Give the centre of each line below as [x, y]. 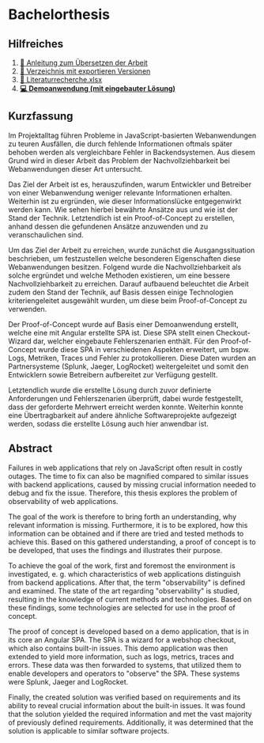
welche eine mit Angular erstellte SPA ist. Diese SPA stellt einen [111, 332]
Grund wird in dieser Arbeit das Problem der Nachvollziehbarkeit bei [119, 161]
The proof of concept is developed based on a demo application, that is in [128, 631]
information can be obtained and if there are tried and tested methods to [126, 533]
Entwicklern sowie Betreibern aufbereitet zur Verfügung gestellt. [113, 374]
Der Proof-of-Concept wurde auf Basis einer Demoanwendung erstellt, [123, 324]
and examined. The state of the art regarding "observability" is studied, [124, 590]
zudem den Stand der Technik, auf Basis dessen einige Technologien [121, 292]
